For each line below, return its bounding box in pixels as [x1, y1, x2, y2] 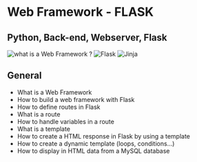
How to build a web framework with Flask [17, 95, 135, 103]
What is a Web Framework [17, 88, 92, 97]
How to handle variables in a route [17, 117, 115, 125]
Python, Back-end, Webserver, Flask [7, 32, 167, 43]
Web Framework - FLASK [7, 4, 154, 20]
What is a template [17, 125, 71, 133]
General [7, 70, 43, 81]
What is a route [17, 110, 61, 118]
